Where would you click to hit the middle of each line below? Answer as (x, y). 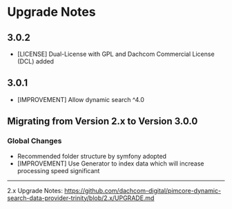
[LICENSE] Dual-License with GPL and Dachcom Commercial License (116, 54)
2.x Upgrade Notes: (35, 190)
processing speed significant (58, 170)
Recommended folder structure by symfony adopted (92, 156)
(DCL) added (35, 61)
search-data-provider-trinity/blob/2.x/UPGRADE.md (81, 198)
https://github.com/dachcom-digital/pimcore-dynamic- (143, 190)
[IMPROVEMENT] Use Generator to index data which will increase (111, 163)
